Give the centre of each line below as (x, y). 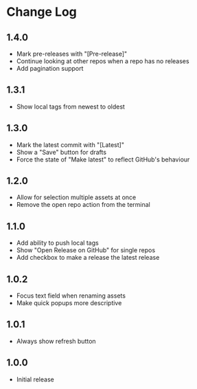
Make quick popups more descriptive (69, 303)
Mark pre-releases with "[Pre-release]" (72, 54)
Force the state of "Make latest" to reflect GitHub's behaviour (103, 159)
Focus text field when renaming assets (71, 296)
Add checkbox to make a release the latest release (88, 258)
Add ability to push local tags (57, 243)
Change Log (42, 12)
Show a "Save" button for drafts (61, 152)
